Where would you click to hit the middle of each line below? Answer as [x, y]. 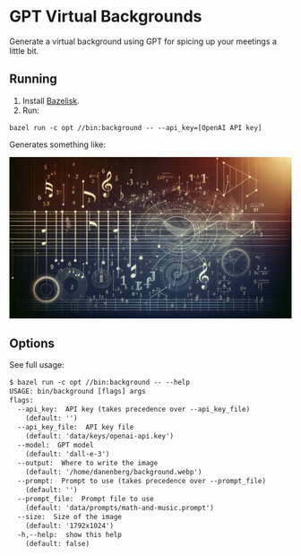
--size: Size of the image [70, 517]
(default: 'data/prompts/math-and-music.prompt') [120, 508]
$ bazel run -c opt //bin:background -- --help [100, 383]
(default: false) [58, 544]
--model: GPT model [56, 446]
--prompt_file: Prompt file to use [86, 500]
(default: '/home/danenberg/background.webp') [114, 473]
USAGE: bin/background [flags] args [77, 392]
